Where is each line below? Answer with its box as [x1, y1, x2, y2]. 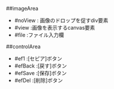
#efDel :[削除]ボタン [14, 77, 63, 84]
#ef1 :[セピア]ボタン [14, 55, 62, 62]
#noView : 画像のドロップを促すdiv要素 [14, 17, 109, 24]
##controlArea [6, 43, 41, 50]
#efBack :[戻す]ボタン [14, 62, 67, 69]
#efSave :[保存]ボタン [14, 70, 67, 76]
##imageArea [6, 5, 39, 12]
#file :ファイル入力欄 [14, 31, 64, 38]
